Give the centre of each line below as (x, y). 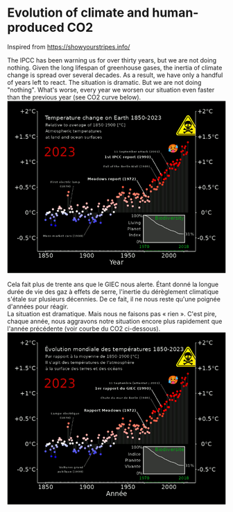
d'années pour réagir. (38, 306)
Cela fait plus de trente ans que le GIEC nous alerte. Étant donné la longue (113, 284)
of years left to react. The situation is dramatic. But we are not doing (104, 82)
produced (36, 27)
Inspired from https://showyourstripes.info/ (69, 47)
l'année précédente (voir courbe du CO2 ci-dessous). (84, 329)
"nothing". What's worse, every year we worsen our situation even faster (111, 90)
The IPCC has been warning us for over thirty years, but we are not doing (112, 60)
